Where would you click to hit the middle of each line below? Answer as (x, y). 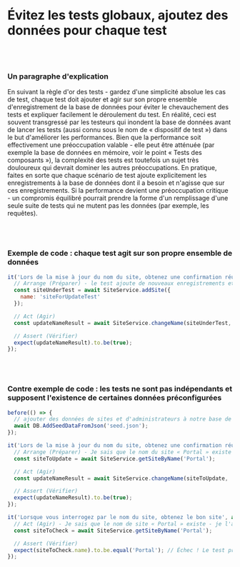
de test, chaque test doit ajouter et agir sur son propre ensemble (102, 99)
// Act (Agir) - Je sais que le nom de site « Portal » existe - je (118, 524)
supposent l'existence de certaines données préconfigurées (115, 398)
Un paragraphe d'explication (58, 76)
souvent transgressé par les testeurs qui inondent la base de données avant (119, 122)
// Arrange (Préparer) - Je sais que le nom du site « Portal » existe (123, 452)
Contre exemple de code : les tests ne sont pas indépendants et (120, 389)
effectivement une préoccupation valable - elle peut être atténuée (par (111, 145)
